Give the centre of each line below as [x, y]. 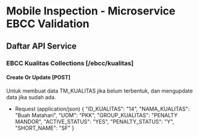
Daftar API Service [41, 46]
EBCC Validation [48, 24]
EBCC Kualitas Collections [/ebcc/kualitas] [70, 63]
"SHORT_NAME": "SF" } [44, 128]
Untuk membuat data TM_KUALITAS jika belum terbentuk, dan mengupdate [100, 91]
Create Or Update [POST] [38, 78]
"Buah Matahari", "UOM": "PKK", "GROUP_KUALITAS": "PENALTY [96, 115]
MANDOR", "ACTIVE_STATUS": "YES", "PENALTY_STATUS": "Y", [94, 121]
